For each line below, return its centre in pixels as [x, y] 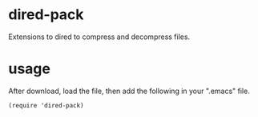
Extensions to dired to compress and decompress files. [99, 37]
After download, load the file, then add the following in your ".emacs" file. [129, 91]
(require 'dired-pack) [46, 105]
